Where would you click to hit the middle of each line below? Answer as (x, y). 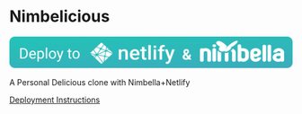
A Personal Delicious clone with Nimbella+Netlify (100, 83)
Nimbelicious (60, 17)
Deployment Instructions (55, 100)
